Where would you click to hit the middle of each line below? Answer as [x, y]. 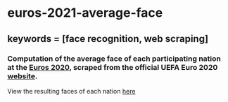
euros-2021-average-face [85, 13]
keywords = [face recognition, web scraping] [108, 39]
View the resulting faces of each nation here [71, 91]
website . [23, 76]
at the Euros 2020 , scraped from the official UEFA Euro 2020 [113, 67]
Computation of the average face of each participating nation [114, 59]
